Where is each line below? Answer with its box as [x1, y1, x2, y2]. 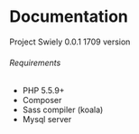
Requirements [9, 57, 61, 68]
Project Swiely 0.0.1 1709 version [9, 36, 131, 47]
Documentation [9, 6, 129, 27]
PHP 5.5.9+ [22, 85, 65, 96]
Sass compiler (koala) [22, 104, 104, 115]
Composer [22, 95, 62, 106]
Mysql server [22, 114, 72, 125]
